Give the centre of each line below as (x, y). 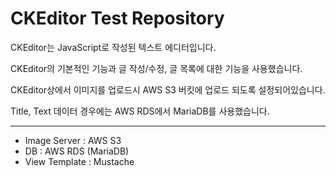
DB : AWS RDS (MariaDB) (77, 151)
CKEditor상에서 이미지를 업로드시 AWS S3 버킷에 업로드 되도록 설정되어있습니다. (168, 89)
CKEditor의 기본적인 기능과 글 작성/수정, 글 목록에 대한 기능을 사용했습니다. (156, 68)
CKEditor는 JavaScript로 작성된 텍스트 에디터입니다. (113, 47)
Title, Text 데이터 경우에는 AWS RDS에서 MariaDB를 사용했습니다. (140, 111)
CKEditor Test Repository (117, 18)
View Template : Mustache (79, 161)
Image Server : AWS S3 (73, 140)
